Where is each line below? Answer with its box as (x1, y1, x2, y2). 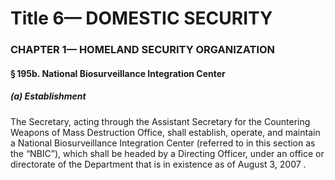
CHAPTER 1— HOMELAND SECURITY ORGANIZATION (10, 43, 276, 57)
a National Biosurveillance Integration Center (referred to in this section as (10, 137, 316, 149)
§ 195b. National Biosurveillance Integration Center (10, 67, 226, 79)
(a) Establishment (10, 90, 87, 102)
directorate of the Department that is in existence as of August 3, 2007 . (10, 158, 307, 170)
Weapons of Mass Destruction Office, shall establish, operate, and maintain (10, 126, 321, 138)
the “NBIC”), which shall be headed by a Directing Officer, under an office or (10, 147, 325, 159)
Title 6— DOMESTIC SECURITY (10, 7, 273, 30)
